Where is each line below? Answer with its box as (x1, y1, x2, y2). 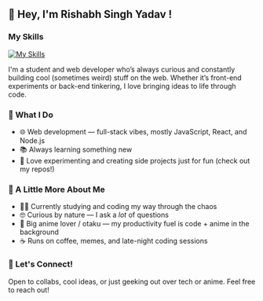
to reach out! (8, 284, 49, 295)
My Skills (8, 31, 44, 42)
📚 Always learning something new (19, 145, 133, 154)
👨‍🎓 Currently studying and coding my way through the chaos (19, 202, 217, 211)
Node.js (19, 135, 46, 145)
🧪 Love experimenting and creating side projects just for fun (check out (19, 156, 250, 165)
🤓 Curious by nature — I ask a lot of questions (19, 210, 169, 220)
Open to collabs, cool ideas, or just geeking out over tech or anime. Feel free (8, 277, 256, 286)
